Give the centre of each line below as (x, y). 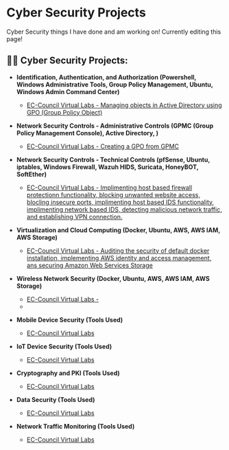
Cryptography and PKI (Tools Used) (68, 373)
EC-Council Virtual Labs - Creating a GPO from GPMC (103, 146)
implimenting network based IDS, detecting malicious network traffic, (124, 209)
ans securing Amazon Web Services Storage (90, 265)
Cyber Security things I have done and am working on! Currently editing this (114, 32)
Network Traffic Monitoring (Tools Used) (75, 426)
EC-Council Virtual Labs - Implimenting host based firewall (109, 188)
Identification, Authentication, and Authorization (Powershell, (106, 77)
